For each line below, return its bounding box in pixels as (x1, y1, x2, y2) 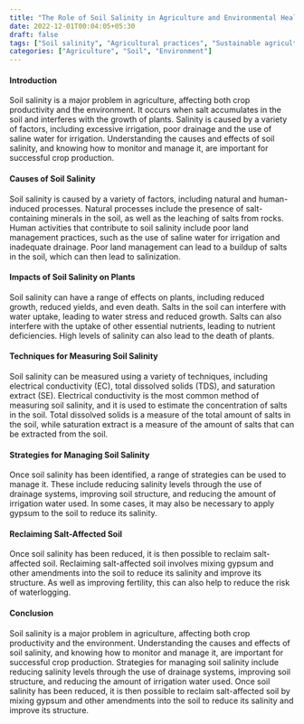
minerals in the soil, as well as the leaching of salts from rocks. (51, 212, 284, 223)
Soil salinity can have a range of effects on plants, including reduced (9, 291, 265, 303)
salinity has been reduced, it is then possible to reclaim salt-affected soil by (9, 685, 291, 696)
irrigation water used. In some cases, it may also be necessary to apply (9, 498, 275, 509)
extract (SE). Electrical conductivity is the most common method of (9, 390, 260, 400)
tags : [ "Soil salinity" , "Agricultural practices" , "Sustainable (9, 38, 261, 48)
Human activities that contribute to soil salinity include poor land (9, 222, 249, 233)
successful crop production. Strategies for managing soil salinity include (9, 656, 279, 667)
